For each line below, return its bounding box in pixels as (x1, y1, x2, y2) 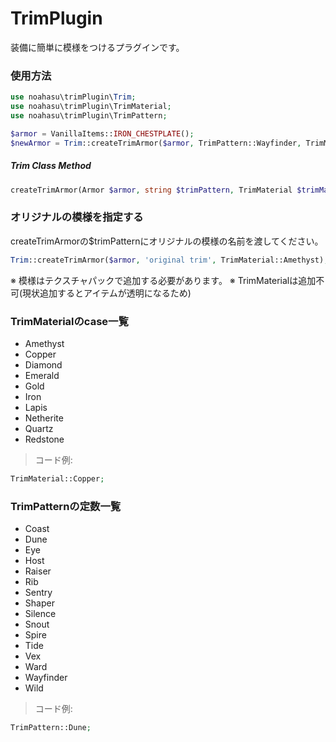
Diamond (24, 358, 63, 371)
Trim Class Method (10, 160, 92, 172)
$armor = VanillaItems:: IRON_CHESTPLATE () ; (10, 128, 195, 139)
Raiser (24, 565, 52, 577)
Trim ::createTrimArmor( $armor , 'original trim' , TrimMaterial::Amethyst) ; (10, 255, 329, 265)
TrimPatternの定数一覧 (10, 499, 122, 513)
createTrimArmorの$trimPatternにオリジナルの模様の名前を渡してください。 (10, 235, 324, 247)
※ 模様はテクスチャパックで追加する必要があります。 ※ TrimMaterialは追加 (10, 274, 317, 286)
